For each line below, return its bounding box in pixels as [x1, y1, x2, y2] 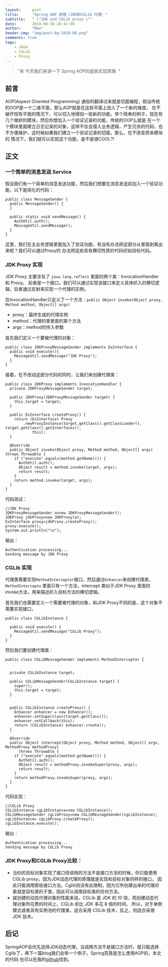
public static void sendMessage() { [9, 214, 86, 219]
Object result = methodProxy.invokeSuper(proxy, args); [18, 762, 137, 767]
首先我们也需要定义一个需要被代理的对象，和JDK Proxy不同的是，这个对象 [5, 600, 158, 606]
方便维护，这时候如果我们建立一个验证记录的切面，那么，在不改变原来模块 [9, 130, 163, 136]
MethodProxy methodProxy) [5, 745, 59, 750]
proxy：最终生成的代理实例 [12, 312, 68, 318]
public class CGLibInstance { [5, 616, 68, 621]
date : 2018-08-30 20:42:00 [5, 21, 75, 27]
